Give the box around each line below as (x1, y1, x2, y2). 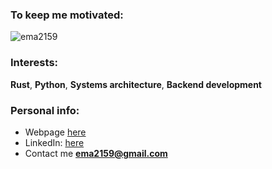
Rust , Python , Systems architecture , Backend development (10, 78, 263, 90)
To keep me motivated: (10, 8, 124, 22)
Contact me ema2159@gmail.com (24, 147, 168, 159)
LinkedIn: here (24, 136, 85, 148)
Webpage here (24, 126, 87, 138)
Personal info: (10, 103, 80, 117)
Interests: (10, 56, 59, 70)
